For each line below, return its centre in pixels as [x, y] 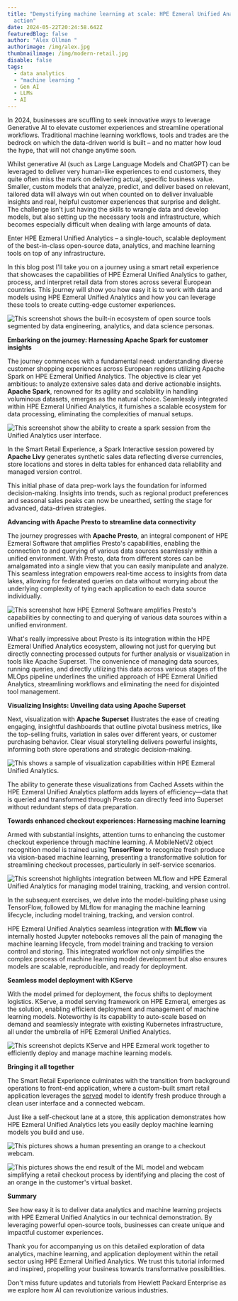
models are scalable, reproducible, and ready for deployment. [97, 966]
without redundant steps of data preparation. [73, 807]
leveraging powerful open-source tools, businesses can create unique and [116, 1225]
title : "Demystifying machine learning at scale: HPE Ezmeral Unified [114, 14]
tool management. [34, 691]
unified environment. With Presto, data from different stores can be [105, 558]
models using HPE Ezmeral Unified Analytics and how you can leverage [112, 297]
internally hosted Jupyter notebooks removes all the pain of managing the [115, 936]
